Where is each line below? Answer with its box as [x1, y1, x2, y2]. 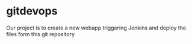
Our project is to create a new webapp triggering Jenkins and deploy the [6, 24, 187, 31]
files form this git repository [6, 30, 75, 37]
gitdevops [6, 4, 58, 18]
